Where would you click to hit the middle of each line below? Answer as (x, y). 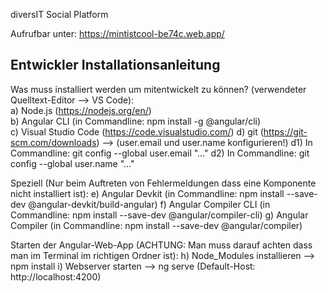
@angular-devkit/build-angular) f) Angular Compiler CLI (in (149, 204)
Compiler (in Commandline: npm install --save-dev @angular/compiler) (156, 225)
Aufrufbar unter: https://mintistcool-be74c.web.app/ (117, 33)
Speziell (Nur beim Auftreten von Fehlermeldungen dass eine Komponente (163, 183)
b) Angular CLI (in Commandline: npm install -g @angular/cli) (136, 121)
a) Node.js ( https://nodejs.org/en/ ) (81, 110)
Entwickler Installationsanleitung (115, 65)
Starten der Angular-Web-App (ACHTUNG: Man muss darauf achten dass (161, 245)
